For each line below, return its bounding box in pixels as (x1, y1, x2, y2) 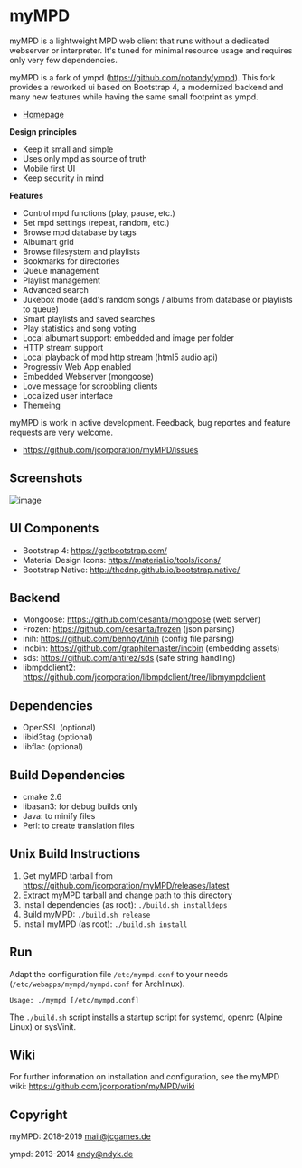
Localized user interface (22, 390, 113, 400)
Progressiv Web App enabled (22, 361, 132, 372)
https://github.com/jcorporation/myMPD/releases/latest (22, 880, 230, 890)
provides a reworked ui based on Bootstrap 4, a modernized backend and (9, 81, 284, 92)
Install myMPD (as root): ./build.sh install (22, 918, 188, 929)
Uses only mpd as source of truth (22, 153, 147, 164)
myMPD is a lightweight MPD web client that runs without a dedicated (9, 35, 269, 46)
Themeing (22, 400, 61, 410)
